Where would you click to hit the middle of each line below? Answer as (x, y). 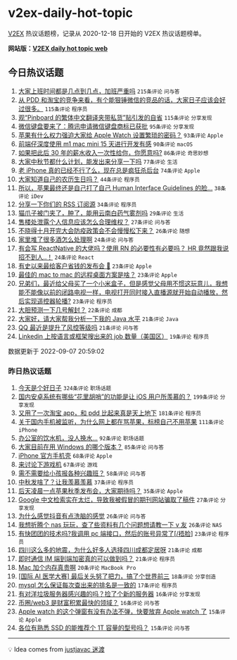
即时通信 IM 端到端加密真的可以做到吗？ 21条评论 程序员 (96, 559)
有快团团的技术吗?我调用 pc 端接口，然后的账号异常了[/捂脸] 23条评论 (117, 534)
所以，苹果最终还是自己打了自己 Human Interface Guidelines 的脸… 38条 (122, 187)
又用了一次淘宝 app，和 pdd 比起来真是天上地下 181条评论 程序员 (110, 413)
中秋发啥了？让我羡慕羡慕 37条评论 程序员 (76, 482)
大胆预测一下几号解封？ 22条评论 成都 (70, 310)
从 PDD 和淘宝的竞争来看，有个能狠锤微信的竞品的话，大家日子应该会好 (122, 99)
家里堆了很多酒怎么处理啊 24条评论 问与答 (76, 239)
